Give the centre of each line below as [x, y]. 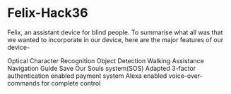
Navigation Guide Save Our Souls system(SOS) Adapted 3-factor [102, 68]
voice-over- [186, 76]
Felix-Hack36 [48, 13]
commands [24, 83]
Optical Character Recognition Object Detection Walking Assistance [106, 60]
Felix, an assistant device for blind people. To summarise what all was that [115, 32]
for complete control [71, 83]
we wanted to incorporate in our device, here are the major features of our [115, 39]
